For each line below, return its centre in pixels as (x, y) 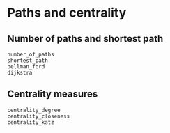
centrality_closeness (39, 116)
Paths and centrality (67, 13)
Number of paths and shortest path (85, 39)
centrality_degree (34, 110)
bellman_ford (26, 67)
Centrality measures (53, 94)
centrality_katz (31, 122)
